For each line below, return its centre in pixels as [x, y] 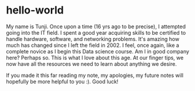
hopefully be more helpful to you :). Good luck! [62, 81]
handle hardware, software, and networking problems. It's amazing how [93, 39]
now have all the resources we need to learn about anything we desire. [91, 64]
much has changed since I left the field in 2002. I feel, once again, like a [93, 45]
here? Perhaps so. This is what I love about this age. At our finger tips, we [95, 58]
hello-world [35, 10]
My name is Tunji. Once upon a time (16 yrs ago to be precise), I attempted [96, 26]
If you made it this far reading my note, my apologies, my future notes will [95, 75]
